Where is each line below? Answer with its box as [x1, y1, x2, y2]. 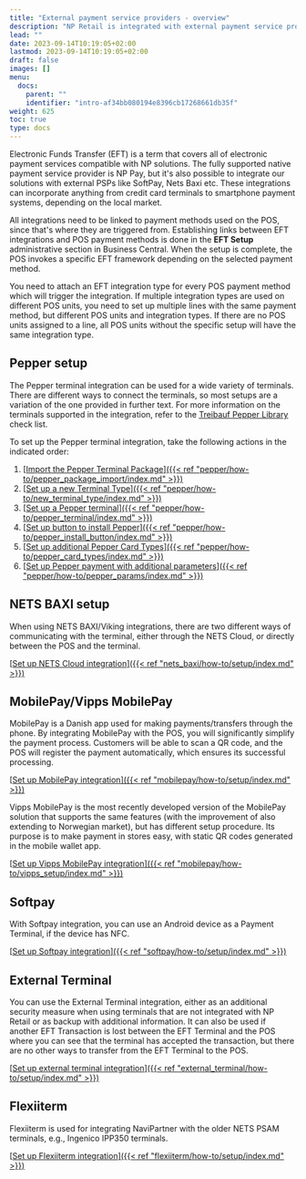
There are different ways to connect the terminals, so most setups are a [9, 389, 278, 400]
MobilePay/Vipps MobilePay [9, 694, 173, 709]
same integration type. [9, 329, 94, 340]
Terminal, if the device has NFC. [9, 928, 130, 939]
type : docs [9, 124, 51, 133]
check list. [9, 419, 48, 429]
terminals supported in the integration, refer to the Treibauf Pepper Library [9, 409, 289, 419]
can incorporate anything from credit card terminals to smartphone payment [9, 188, 296, 198]
